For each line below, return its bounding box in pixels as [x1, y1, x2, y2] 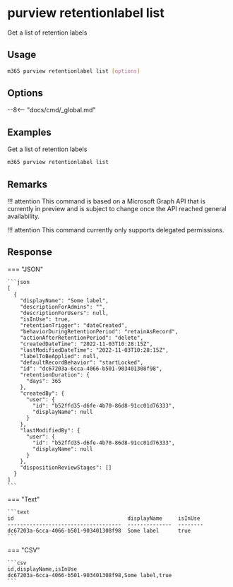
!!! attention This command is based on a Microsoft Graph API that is [7, 196, 206, 206]
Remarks [7, 178, 48, 190]
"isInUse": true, [20, 316, 71, 323]
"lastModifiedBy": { [20, 427, 80, 434]
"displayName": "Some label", [20, 297, 109, 304]
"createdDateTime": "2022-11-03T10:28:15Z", [20, 340, 153, 348]
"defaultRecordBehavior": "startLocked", [20, 359, 143, 366]
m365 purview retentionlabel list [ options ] [7, 67, 141, 75]
